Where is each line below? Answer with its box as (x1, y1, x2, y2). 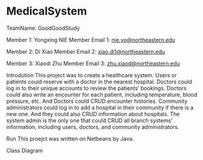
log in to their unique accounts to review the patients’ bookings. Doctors (6, 84, 187, 92)
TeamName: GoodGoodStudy (6, 24, 80, 32)
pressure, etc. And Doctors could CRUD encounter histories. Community (6, 97, 188, 105)
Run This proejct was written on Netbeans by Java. (6, 135, 134, 142)
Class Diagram (6, 147, 43, 154)
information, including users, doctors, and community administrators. (6, 123, 179, 130)
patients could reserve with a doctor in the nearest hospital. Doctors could (6, 78, 193, 85)
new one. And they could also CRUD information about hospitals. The (6, 110, 181, 117)
